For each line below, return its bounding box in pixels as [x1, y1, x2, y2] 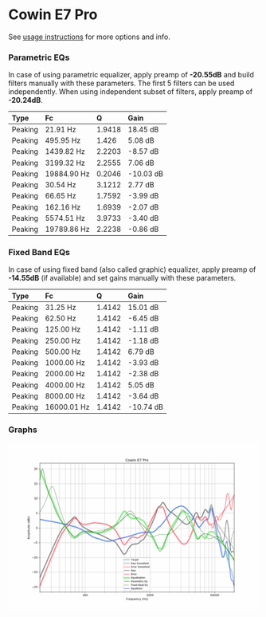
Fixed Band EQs [8, 246, 70, 257]
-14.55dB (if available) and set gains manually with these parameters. [8, 273, 237, 283]
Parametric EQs [8, 52, 70, 63]
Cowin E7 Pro [8, 6, 98, 24]
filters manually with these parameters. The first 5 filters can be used [8, 78, 235, 88]
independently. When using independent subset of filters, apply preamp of [8, 87, 253, 96]
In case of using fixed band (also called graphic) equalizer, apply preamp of [8, 265, 256, 274]
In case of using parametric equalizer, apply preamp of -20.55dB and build [8, 70, 255, 80]
